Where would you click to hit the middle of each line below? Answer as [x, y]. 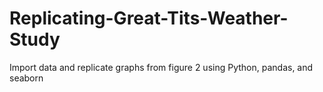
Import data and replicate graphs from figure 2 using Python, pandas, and [161, 67]
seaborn [26, 78]
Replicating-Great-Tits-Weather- [149, 18]
